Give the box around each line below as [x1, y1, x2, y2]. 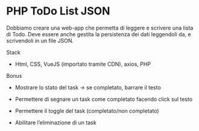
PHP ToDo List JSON [6, 4, 110, 18]
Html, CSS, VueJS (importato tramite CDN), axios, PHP [14, 60, 151, 68]
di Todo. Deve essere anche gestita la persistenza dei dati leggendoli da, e [6, 30, 191, 37]
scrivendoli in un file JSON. [6, 37, 74, 44]
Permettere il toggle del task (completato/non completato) [14, 107, 159, 114]
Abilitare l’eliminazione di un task [14, 119, 96, 126]
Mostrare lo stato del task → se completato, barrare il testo [14, 83, 161, 91]
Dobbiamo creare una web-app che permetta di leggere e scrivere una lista [6, 24, 194, 31]
